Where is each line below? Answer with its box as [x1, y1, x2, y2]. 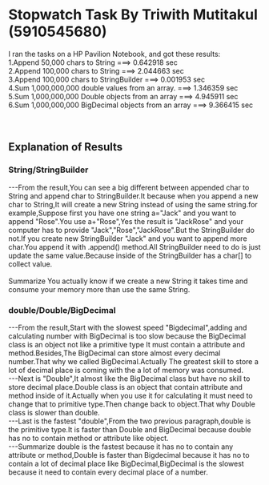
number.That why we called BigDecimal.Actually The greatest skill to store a [8, 356, 259, 366]
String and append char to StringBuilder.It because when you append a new [8, 190, 259, 201]
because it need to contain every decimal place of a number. [8, 467, 208, 477]
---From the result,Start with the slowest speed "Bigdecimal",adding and [8, 323, 247, 332]
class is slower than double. [8, 407, 100, 417]
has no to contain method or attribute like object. [8, 433, 170, 443]
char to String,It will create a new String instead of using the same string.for [8, 199, 258, 209]
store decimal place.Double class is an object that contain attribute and [8, 382, 243, 391]
